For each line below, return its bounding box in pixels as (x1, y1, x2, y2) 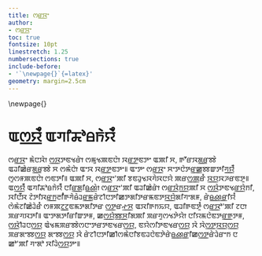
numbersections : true (8, 56, 79, 64)
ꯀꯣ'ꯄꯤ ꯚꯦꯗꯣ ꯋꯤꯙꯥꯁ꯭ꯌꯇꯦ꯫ (8, 239, 81, 248)
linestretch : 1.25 (8, 48, 68, 56)
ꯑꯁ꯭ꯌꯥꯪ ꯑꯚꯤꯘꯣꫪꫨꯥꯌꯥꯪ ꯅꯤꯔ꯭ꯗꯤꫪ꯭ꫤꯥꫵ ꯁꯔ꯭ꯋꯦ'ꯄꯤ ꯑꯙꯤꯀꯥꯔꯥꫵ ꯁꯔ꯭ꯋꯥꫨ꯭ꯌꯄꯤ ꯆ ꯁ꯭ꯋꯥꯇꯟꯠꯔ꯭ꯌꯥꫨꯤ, (8, 183, 255, 192)
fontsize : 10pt (8, 41, 58, 49)
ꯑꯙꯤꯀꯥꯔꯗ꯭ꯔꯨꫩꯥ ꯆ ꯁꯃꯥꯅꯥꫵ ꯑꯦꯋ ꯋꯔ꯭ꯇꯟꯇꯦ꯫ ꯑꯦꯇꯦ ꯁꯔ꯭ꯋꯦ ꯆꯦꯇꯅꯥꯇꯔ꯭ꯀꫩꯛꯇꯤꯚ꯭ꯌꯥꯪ (8, 164, 234, 174)
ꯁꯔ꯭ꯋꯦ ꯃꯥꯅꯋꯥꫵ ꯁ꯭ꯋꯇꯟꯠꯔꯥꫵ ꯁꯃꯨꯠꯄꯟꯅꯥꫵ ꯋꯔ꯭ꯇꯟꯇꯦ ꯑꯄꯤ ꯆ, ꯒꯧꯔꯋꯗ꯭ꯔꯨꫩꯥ (8, 155, 217, 165)
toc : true (8, 33, 41, 42)
